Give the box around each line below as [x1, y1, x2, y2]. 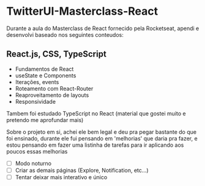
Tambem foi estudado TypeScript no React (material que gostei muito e [6, 109, 186, 117]
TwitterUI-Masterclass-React [6, 4, 158, 18]
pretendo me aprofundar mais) [6, 116, 84, 123]
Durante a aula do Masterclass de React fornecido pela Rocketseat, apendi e [6, 25, 199, 32]
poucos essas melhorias [6, 147, 68, 155]
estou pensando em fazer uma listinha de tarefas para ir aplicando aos [6, 141, 184, 149]
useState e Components [15, 72, 76, 79]
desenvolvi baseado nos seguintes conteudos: [6, 31, 124, 38]
